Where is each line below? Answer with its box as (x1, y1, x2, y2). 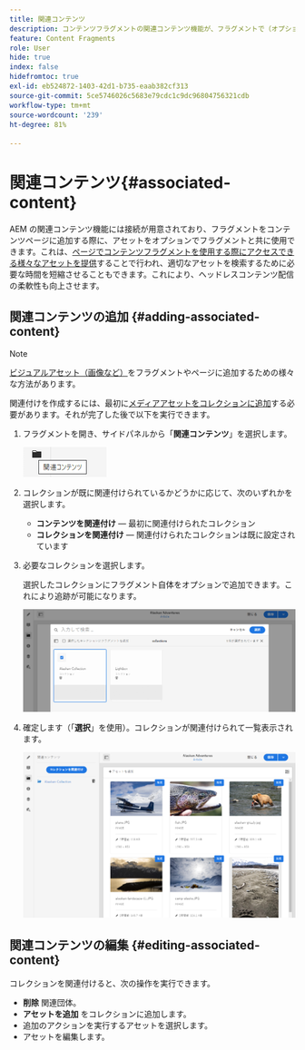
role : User (9, 44, 51, 53)
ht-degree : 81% (9, 120, 67, 129)
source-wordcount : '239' (9, 110, 103, 120)
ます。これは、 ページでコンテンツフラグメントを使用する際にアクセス (16, 246, 279, 258)
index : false (9, 63, 59, 72)
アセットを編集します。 (22, 1031, 111, 1042)
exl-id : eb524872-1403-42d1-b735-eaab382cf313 (9, 82, 189, 91)
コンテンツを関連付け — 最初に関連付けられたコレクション (35, 517, 256, 528)
